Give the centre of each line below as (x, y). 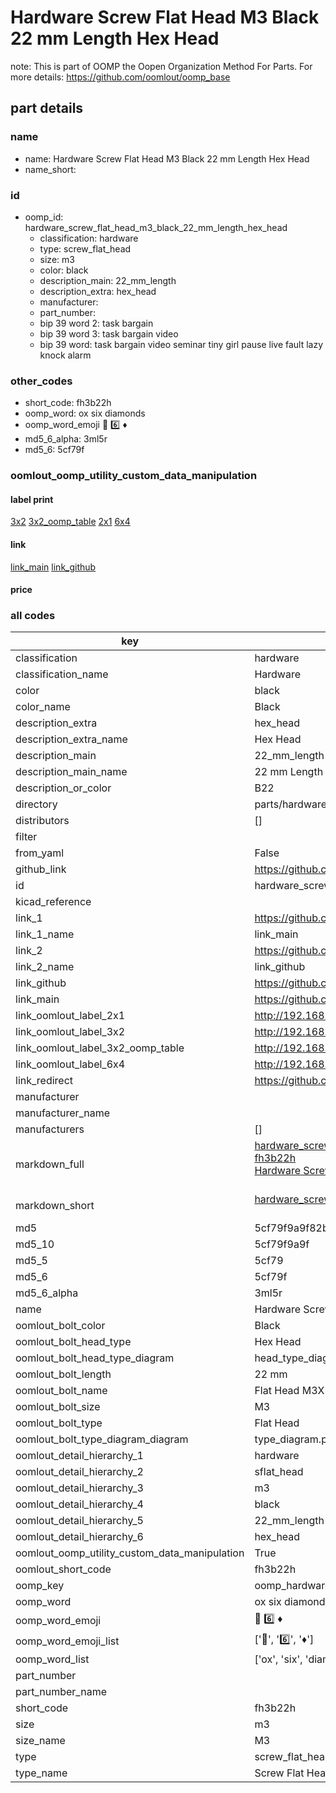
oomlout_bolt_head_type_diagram (95, 1358)
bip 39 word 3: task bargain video (109, 333)
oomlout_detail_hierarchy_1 (79, 1456)
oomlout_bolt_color (60, 1326)
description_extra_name (71, 739)
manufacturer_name (63, 1113)
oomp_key (40, 1586)
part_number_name (61, 1692)
